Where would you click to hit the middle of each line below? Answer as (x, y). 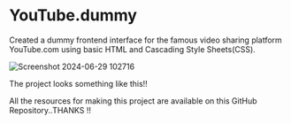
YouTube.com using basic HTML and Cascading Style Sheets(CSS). (133, 49)
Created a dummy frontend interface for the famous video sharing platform (146, 40)
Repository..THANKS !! (50, 110)
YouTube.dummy (73, 15)
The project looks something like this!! (78, 83)
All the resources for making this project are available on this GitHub (134, 101)
